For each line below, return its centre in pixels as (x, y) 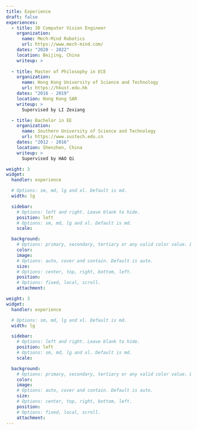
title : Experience (28, 11)
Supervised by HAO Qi (48, 158)
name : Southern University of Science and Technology (89, 131)
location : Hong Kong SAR (47, 99)
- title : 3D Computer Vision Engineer (59, 28)
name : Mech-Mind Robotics (53, 39)
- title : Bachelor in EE (42, 120)
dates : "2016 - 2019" (43, 93)
